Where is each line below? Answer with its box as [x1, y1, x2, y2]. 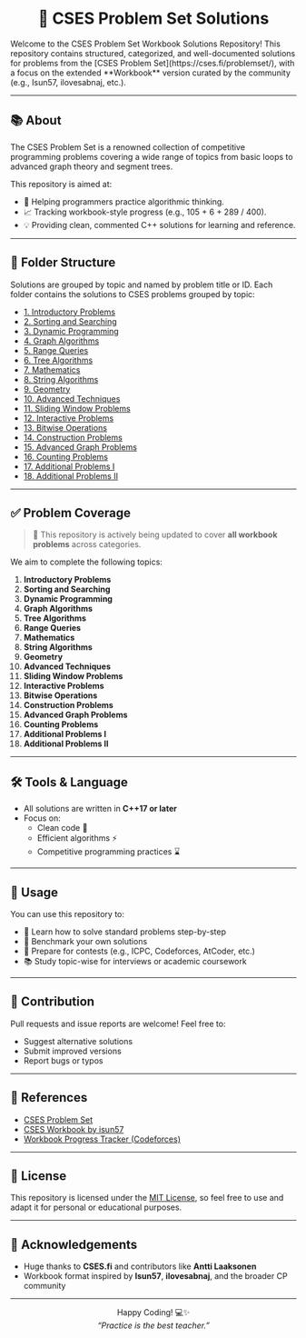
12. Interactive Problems [23, 413, 114, 424]
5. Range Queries [23, 344, 89, 355]
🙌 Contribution [10, 994, 94, 1010]
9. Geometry [23, 384, 71, 394]
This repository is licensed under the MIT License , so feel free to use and [10, 1193, 284, 1203]
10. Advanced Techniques [23, 393, 121, 404]
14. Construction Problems [23, 432, 123, 443]
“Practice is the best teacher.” [97, 1320, 210, 1331]
